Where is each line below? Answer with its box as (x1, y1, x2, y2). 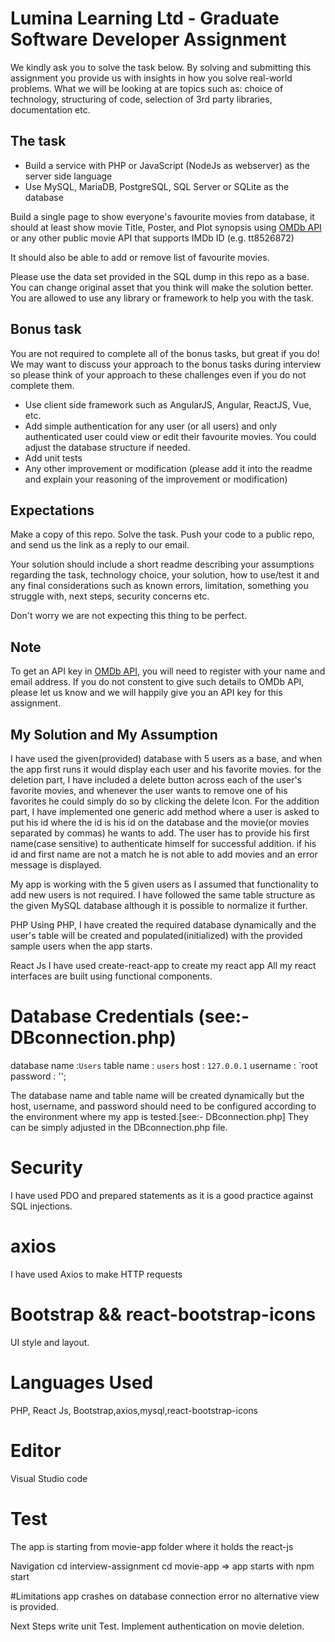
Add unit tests (24, 452, 83, 464)
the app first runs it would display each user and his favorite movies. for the (10, 763, 322, 775)
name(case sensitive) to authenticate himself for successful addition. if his (10, 838, 317, 849)
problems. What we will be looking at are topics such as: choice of (10, 82, 284, 94)
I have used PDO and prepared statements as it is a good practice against (10, 1189, 314, 1201)
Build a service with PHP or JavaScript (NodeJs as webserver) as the (24, 159, 310, 171)
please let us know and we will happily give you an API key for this (10, 687, 283, 699)
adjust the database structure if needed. (24, 441, 191, 453)
